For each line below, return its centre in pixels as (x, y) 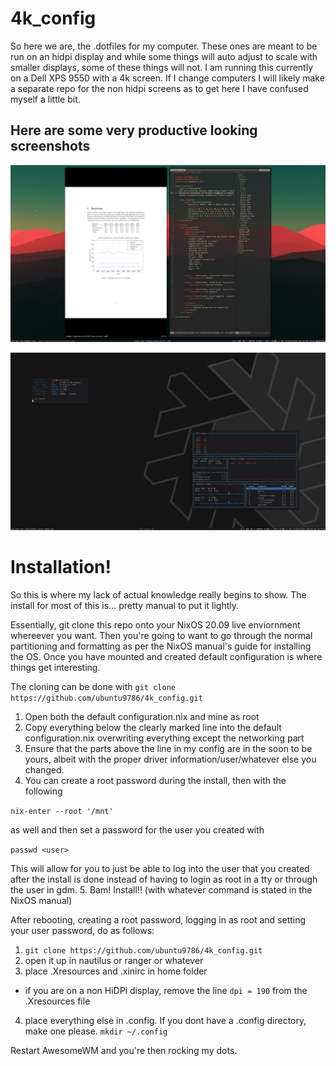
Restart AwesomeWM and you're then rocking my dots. (124, 1050)
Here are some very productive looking (134, 130)
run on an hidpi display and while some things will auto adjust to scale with (164, 56)
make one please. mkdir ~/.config (96, 1031)
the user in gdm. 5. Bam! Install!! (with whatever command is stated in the (161, 889)
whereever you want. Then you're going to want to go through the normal (161, 635)
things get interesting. (55, 667)
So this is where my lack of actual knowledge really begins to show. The (158, 594)
